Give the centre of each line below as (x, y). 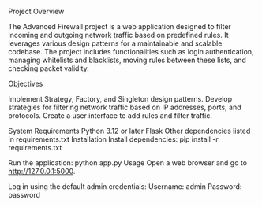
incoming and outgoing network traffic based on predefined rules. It (118, 35)
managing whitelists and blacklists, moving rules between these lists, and (127, 60)
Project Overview (36, 11)
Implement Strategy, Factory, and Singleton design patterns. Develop (120, 99)
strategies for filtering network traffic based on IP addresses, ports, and (125, 107)
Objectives (26, 83)
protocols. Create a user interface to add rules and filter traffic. (110, 116)
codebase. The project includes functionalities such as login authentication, (131, 52)
